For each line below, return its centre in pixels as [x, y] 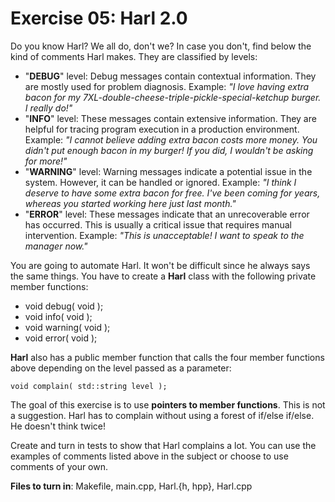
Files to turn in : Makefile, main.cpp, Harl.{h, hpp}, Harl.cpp [131, 486]
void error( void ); [61, 338]
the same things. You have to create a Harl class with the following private [163, 276]
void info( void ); [58, 316]
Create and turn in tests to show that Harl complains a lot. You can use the [163, 445]
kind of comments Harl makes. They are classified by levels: [134, 56]
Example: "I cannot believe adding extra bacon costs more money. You [171, 139]
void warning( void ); [67, 327]
